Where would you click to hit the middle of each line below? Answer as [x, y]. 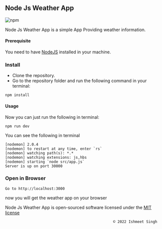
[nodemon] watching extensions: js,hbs [46, 157]
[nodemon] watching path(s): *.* [39, 153]
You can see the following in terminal [43, 135]
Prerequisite [18, 41]
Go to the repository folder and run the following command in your [79, 81]
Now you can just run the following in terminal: [52, 117]
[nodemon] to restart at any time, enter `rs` [54, 149]
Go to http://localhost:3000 [35, 188]
